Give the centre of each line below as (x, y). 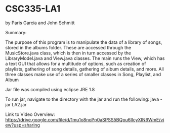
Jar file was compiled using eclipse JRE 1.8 (50, 89)
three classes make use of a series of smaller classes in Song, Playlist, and (83, 74)
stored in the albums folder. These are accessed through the (68, 47)
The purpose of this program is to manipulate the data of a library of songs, (84, 42)
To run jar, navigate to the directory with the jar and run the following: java (82, 99)
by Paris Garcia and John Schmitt (40, 23)
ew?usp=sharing (23, 125)
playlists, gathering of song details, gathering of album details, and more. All (85, 69)
